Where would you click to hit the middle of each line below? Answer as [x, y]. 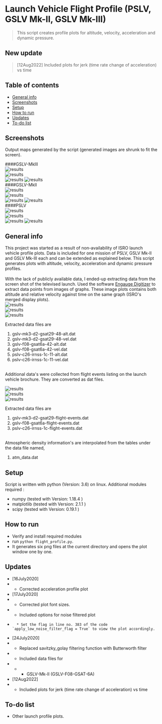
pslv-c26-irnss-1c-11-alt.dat [40, 354]
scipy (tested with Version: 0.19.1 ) [46, 509]
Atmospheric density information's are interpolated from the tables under [78, 443]
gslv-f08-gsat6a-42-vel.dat [40, 349]
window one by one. [32, 552]
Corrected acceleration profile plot [54, 589]
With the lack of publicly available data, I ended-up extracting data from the [80, 279]
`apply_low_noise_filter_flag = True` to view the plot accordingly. [84, 629]
